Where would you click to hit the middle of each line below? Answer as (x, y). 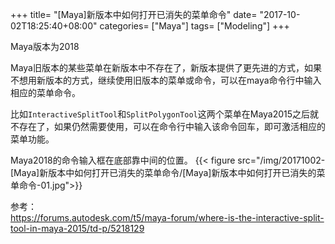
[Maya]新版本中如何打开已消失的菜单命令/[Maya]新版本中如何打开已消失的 (163, 172)
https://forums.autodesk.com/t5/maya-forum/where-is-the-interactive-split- (167, 217)
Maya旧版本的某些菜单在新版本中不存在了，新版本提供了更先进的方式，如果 (166, 67)
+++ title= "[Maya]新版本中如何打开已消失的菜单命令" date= (134, 14)
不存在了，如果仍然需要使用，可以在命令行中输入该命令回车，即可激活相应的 (168, 126)
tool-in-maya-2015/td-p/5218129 (77, 228)
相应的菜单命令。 (45, 92)
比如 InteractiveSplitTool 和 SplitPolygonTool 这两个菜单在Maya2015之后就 (165, 114)
